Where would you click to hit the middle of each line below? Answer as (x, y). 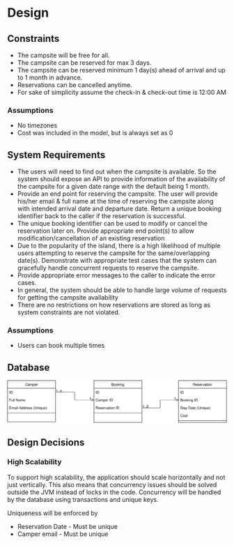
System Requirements (56, 155)
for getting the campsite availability (68, 298)
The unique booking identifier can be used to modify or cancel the (112, 224)
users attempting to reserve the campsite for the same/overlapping (114, 253)
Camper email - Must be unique (63, 534)
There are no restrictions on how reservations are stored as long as (114, 305)
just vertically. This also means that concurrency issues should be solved (112, 484)
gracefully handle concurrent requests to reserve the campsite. (108, 268)
